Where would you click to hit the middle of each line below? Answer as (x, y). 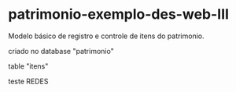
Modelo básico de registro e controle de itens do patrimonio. (106, 36)
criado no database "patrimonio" (61, 51)
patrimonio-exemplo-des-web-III (119, 14)
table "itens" (28, 66)
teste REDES (28, 81)
